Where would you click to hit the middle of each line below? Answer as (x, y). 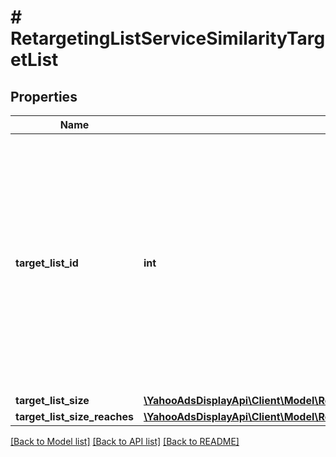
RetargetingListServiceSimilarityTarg (168, 38)
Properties (44, 96)
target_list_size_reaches (74, 416)
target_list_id (47, 263)
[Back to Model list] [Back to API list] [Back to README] (125, 441)
